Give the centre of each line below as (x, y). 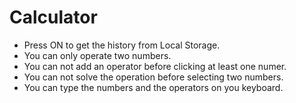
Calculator (53, 17)
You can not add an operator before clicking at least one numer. (155, 66)
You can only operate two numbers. (97, 55)
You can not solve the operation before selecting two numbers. (153, 77)
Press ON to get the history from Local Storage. (122, 45)
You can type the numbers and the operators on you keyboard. (153, 87)
